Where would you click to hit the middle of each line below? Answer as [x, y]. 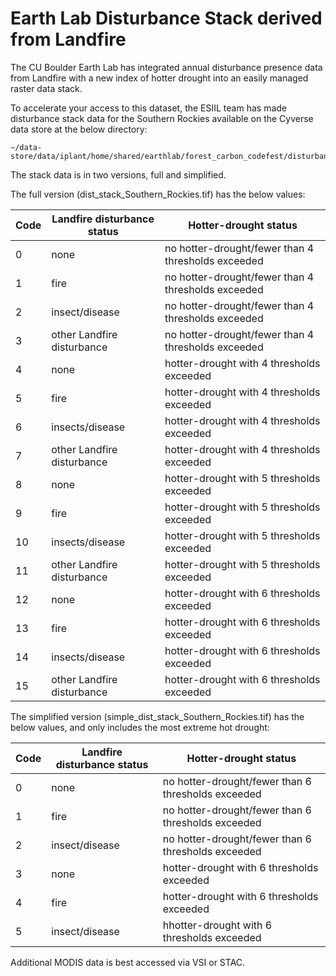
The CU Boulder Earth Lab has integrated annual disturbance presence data [166, 67]
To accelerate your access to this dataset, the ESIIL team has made [148, 108]
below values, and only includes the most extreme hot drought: [140, 727]
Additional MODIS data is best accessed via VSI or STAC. [128, 962]
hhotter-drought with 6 [217, 925]
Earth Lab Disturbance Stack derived [166, 18]
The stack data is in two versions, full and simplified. [118, 174]
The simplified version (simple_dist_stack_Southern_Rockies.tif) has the [157, 716]
